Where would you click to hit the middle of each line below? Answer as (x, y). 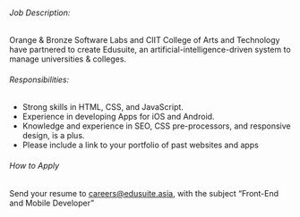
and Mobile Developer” (52, 203)
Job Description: (40, 13)
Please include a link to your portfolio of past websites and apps (141, 145)
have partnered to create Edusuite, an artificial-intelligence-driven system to (150, 50)
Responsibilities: (39, 79)
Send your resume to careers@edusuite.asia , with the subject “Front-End (144, 193)
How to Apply (34, 166)
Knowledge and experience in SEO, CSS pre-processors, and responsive (156, 126)
